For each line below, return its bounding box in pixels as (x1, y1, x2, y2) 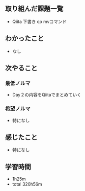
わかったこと (5, 34, 44, 43)
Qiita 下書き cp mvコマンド (12, 19, 67, 24)
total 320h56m (12, 181, 43, 187)
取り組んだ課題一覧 (5, 4, 63, 13)
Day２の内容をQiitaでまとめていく (12, 92, 82, 98)
